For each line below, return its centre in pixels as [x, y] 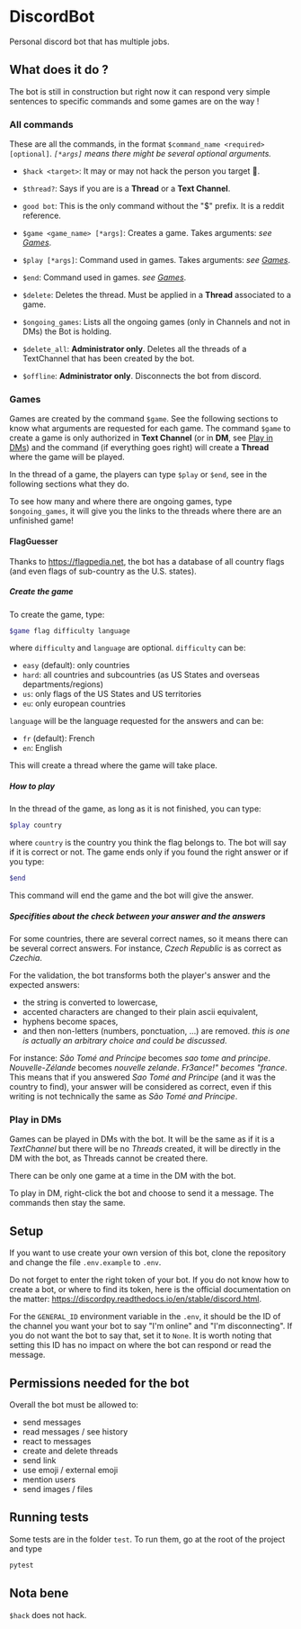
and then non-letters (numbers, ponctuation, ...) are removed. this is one [156, 1031]
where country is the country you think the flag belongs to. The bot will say [148, 843]
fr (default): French [58, 738]
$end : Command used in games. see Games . [104, 277]
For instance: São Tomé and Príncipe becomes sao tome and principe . [140, 1058]
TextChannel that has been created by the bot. [108, 358]
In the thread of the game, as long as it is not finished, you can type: [136, 809]
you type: [27, 862]
